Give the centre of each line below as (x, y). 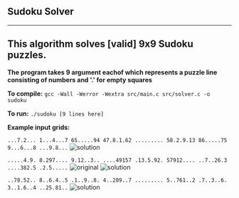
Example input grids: (39, 127)
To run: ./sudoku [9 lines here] (56, 114)
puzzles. (27, 55)
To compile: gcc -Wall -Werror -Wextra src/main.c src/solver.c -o (109, 93)
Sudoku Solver (41, 12)
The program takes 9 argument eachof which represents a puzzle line (112, 72)
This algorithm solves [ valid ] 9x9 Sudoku (100, 44)
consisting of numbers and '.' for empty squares (80, 79)
